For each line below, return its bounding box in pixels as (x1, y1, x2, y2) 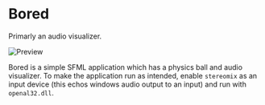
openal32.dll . (8, 87, 54, 97)
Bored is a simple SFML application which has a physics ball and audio (8, 62, 243, 72)
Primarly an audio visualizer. (8, 31, 102, 41)
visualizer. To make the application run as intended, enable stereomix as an (8, 71, 258, 80)
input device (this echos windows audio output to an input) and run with (8, 79, 247, 89)
